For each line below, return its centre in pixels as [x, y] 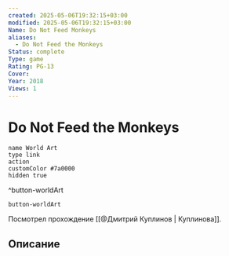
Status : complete [36, 52]
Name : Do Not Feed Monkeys [52, 30]
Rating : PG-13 [31, 67]
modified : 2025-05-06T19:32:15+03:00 [70, 23]
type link [24, 155]
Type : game [26, 60]
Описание [34, 244]
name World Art [33, 148]
